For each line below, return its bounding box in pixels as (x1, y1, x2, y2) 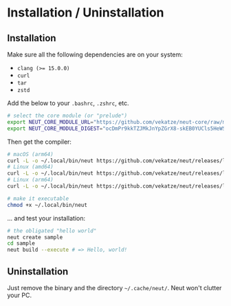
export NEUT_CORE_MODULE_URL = (7, 118, 94, 125)
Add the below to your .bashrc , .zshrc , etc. (7, 99, 129, 107)
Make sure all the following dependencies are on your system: (7, 50, 184, 58)
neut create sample (7, 234, 63, 241)
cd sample (7, 240, 36, 247)
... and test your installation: (7, 214, 86, 222)
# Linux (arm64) (7, 177, 54, 184)
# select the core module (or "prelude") (7, 112, 128, 119)
